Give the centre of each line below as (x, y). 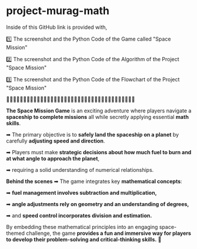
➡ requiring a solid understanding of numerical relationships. (80, 170)
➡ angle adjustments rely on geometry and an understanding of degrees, (98, 204)
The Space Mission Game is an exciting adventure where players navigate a (99, 111)
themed (16, 233)
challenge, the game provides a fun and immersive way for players (109, 233)
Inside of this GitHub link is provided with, (57, 27)
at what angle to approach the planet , (53, 158)
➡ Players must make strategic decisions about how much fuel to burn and (99, 152)
